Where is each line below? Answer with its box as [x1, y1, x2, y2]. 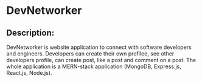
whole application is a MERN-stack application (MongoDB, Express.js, [6, 63, 181, 70]
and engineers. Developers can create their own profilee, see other [6, 50, 175, 57]
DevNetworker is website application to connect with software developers [6, 43, 192, 51]
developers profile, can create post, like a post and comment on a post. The [6, 57, 197, 63]
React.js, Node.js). [6, 69, 52, 76]
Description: [6, 28, 55, 38]
